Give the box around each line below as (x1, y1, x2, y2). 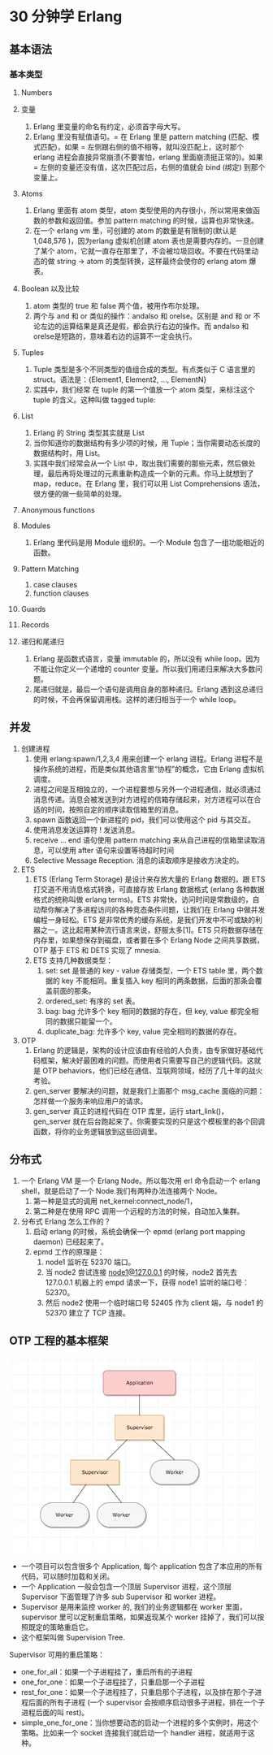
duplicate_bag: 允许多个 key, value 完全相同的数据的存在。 (45, 1026, 242, 1036)
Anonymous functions (20, 505, 96, 514)
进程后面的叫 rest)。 (20, 1708, 89, 1718)
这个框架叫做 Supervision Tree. (20, 1632, 125, 1642)
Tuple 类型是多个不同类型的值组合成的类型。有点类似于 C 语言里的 (32, 364, 256, 374)
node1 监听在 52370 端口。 (45, 1257, 136, 1267)
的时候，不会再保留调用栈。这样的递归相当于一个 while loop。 (32, 694, 240, 704)
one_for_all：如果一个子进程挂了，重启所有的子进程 (20, 1667, 193, 1677)
